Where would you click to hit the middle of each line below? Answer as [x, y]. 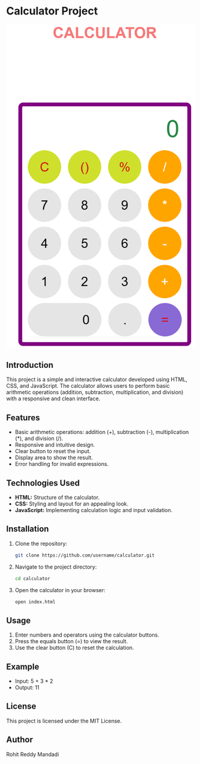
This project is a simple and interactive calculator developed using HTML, [97, 379]
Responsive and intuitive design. [55, 445]
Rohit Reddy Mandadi [33, 754]
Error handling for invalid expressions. [62, 464]
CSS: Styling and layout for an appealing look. [72, 504]
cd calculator [32, 578]
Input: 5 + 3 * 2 [34, 681]
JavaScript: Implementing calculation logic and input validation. [93, 510]
